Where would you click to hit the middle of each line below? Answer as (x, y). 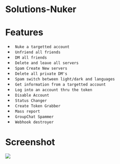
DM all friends (31, 58)
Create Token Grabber (38, 106)
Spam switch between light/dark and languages (65, 79)
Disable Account (32, 95)
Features (24, 33)
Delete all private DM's (41, 74)
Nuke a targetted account (42, 47)
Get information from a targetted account (61, 85)
